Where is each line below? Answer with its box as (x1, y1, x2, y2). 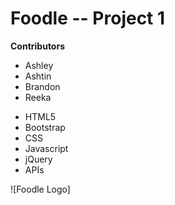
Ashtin (24, 70, 52, 82)
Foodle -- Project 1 (10, 7, 166, 30)
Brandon (24, 80, 61, 92)
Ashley (24, 59, 54, 71)
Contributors (10, 40, 66, 52)
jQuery (24, 153, 53, 165)
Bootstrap (24, 121, 66, 133)
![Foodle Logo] (10, 183, 71, 195)
